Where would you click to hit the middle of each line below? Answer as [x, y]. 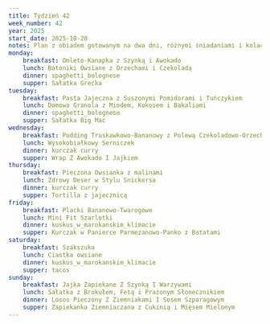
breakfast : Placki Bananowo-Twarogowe [88, 210]
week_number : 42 [35, 23]
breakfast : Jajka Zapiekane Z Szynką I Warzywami [108, 285]
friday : [21, 203]
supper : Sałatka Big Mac [64, 121]
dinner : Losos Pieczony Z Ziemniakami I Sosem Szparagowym [124, 300]
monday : [21, 53]
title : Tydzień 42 [39, 16]
